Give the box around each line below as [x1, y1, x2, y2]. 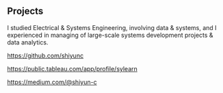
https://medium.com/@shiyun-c [7, 78, 97, 86]
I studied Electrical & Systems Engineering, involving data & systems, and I [7, 23, 217, 31]
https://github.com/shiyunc [7, 51, 84, 59]
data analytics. [7, 38, 49, 46]
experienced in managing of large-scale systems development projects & [7, 31, 213, 39]
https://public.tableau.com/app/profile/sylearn [7, 64, 138, 72]
